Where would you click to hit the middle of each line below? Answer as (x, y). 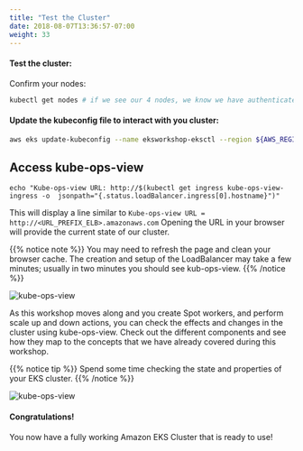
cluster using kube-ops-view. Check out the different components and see (148, 332)
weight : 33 (30, 34)
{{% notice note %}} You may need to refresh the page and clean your (140, 250)
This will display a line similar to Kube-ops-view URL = (107, 213)
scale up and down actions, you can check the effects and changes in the (147, 323)
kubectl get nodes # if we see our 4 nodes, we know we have (127, 100)
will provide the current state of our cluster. (89, 232)
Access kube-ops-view (77, 167)
